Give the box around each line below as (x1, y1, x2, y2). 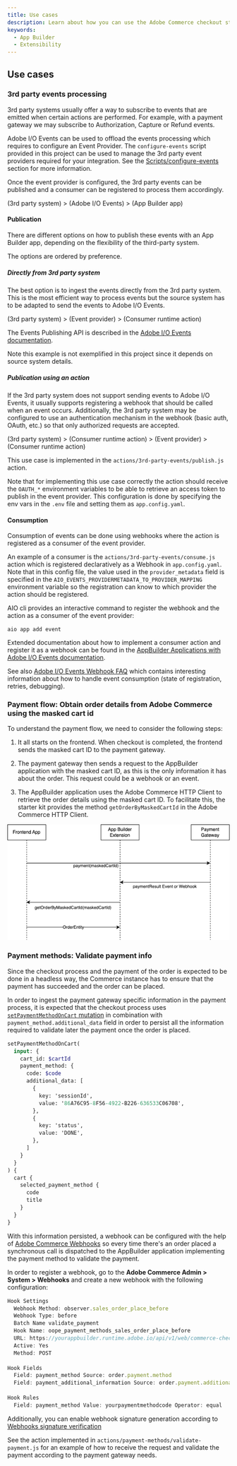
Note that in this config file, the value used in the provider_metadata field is (7, 568, 225, 576)
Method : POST (13, 1349, 52, 1357)
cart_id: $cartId (20, 1055, 71, 1062)
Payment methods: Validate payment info (7, 950, 152, 960)
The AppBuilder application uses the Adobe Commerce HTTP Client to (17, 788, 222, 797)
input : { (13, 1047, 39, 1055)
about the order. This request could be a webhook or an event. (17, 774, 200, 783)
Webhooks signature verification (7, 1422, 102, 1430)
